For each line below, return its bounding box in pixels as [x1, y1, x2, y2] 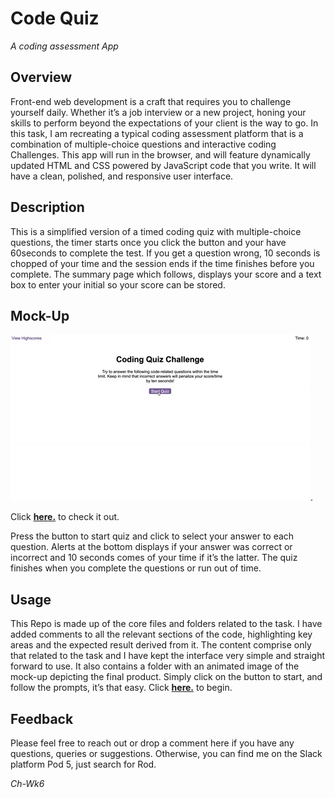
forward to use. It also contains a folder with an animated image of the [10, 660, 300, 672]
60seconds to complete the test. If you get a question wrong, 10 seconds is [10, 247, 321, 259]
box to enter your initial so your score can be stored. [10, 278, 226, 291]
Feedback [10, 710, 74, 727]
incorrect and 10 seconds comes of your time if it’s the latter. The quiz [10, 552, 298, 564]
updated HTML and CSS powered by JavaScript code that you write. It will [10, 159, 317, 171]
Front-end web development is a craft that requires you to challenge [10, 95, 292, 107]
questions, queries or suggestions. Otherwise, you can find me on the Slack [10, 748, 323, 759]
